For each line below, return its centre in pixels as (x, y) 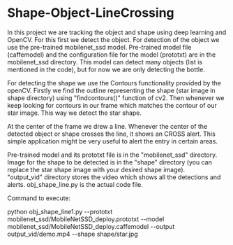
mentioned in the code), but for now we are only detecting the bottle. (106, 69)
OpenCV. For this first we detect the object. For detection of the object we (113, 39)
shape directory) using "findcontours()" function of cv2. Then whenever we (116, 98)
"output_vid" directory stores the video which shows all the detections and (114, 177)
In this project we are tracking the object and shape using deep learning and (117, 32)
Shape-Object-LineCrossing (91, 13)
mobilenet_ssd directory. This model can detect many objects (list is (105, 62)
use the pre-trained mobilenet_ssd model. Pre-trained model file (99, 47)
